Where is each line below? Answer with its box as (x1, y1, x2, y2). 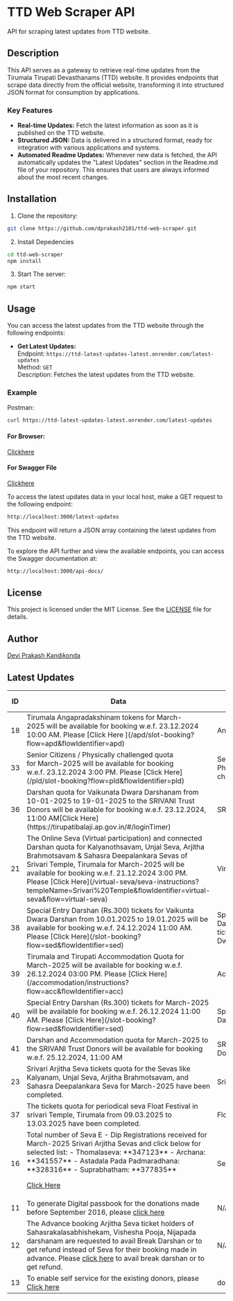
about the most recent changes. (17, 173, 109, 182)
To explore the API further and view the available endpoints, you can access (7, 547, 225, 555)
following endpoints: (7, 328, 66, 337)
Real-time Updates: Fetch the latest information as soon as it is (17, 121, 199, 129)
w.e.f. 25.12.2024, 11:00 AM (26, 1052, 123, 1062)
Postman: (7, 404, 35, 412)
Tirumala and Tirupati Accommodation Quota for (26, 951, 184, 961)
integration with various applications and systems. (17, 143, 161, 152)
